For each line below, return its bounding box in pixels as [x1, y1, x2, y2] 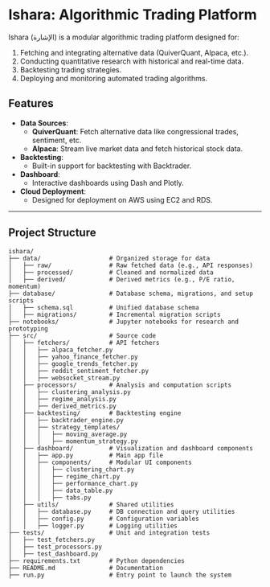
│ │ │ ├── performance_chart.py [8, 479, 138, 487]
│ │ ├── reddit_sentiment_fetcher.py [8, 367, 149, 375]
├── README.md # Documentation [8, 564, 163, 572]
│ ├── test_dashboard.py [8, 549, 99, 558]
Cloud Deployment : [19, 187, 87, 196]
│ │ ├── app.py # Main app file [8, 451, 163, 459]
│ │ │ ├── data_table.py [8, 486, 113, 495]
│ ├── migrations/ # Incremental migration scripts [8, 310, 221, 318]
